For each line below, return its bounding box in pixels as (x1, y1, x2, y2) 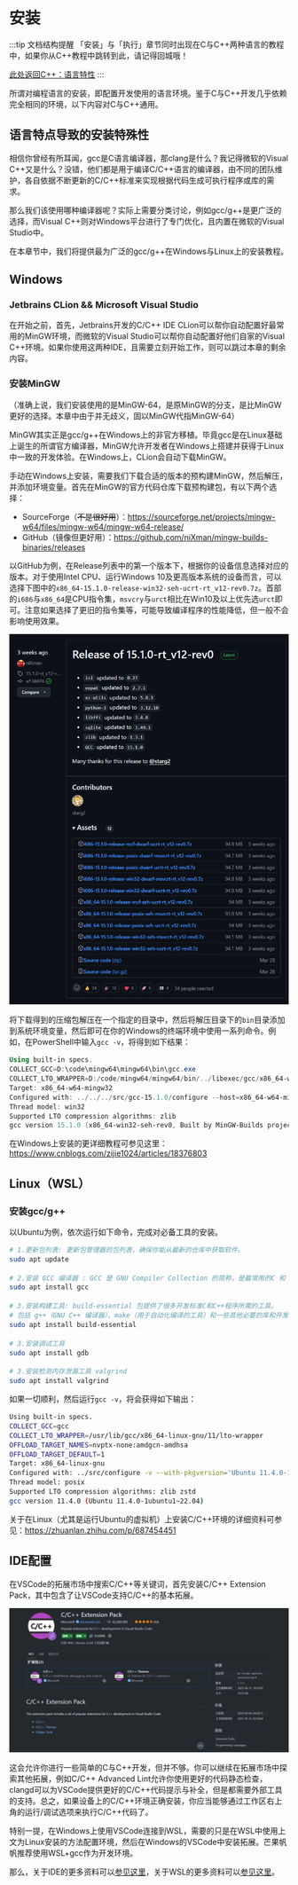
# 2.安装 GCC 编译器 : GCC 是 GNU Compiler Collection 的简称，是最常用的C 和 (9, 1274, 286, 1283)
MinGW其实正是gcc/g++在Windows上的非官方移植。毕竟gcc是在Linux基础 (9, 429, 283, 440)
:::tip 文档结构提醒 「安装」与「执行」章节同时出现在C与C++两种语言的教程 (9, 39, 285, 50)
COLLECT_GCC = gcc (9, 1421, 69, 1431)
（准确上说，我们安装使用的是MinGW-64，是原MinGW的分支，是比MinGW (9, 399, 282, 410)
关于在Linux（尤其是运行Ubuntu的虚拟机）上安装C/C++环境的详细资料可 (9, 1513, 275, 1524)
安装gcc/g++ (9, 1205, 67, 1217)
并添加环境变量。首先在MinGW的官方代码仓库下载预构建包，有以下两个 (9, 481, 270, 492)
